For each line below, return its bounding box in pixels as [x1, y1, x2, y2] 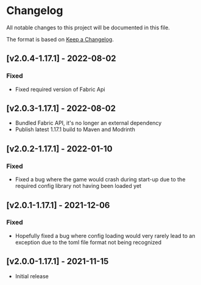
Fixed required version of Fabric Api [15, 85, 105, 93]
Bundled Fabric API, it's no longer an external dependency [15, 120, 162, 127]
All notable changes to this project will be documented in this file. [6, 24, 171, 31]
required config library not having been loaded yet [15, 182, 142, 190]
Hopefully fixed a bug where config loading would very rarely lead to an [15, 232, 196, 239]
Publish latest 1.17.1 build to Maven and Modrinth [15, 126, 135, 133]
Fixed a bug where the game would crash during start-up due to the [15, 176, 186, 183]
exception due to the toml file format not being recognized [15, 239, 161, 246]
